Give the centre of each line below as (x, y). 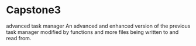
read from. (19, 38)
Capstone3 (34, 10)
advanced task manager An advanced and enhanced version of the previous (98, 26)
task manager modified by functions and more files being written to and (92, 32)
